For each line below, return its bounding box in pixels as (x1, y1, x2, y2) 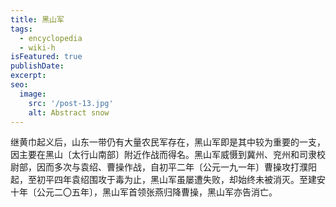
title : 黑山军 (10, 14, 65, 25)
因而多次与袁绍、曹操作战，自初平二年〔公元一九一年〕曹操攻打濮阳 (36, 161, 317, 173)
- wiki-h (19, 42, 56, 53)
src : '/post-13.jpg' (28, 98, 114, 108)
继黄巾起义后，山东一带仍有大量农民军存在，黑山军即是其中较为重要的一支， (10, 136, 326, 148)
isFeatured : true (10, 52, 83, 62)
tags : (10, 24, 33, 34)
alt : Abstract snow (28, 107, 110, 118)
